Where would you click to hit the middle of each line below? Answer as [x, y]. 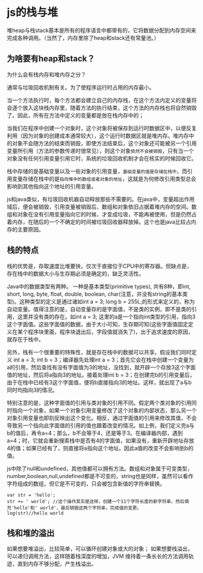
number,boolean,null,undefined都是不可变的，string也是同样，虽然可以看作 [100, 476]
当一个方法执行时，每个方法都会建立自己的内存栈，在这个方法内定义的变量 [99, 100]
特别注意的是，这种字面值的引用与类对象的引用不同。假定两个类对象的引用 [99, 403]
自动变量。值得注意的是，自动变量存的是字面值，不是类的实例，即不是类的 [99, 309]
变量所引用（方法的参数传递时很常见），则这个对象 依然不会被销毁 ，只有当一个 [101, 151]
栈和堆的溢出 [31, 533]
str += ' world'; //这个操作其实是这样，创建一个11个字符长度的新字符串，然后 [96, 501]
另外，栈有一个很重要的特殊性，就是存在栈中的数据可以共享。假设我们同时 [99, 352]
